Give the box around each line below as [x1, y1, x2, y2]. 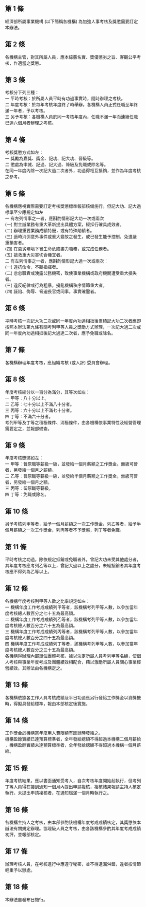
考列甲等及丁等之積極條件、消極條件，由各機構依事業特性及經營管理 [5, 419, 141, 425]
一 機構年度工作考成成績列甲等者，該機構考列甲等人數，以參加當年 [5, 604, 138, 610]
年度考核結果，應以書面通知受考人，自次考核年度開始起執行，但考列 [5, 778, 141, 784]
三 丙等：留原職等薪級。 [5, 485, 53, 491]
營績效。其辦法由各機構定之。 [5, 665, 65, 671]
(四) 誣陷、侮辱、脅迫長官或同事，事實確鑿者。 [5, 289, 99, 295]
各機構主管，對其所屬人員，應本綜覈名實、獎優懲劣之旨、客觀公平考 [5, 54, 141, 60]
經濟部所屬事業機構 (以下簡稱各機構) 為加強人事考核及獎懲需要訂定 [5, 19, 138, 24]
